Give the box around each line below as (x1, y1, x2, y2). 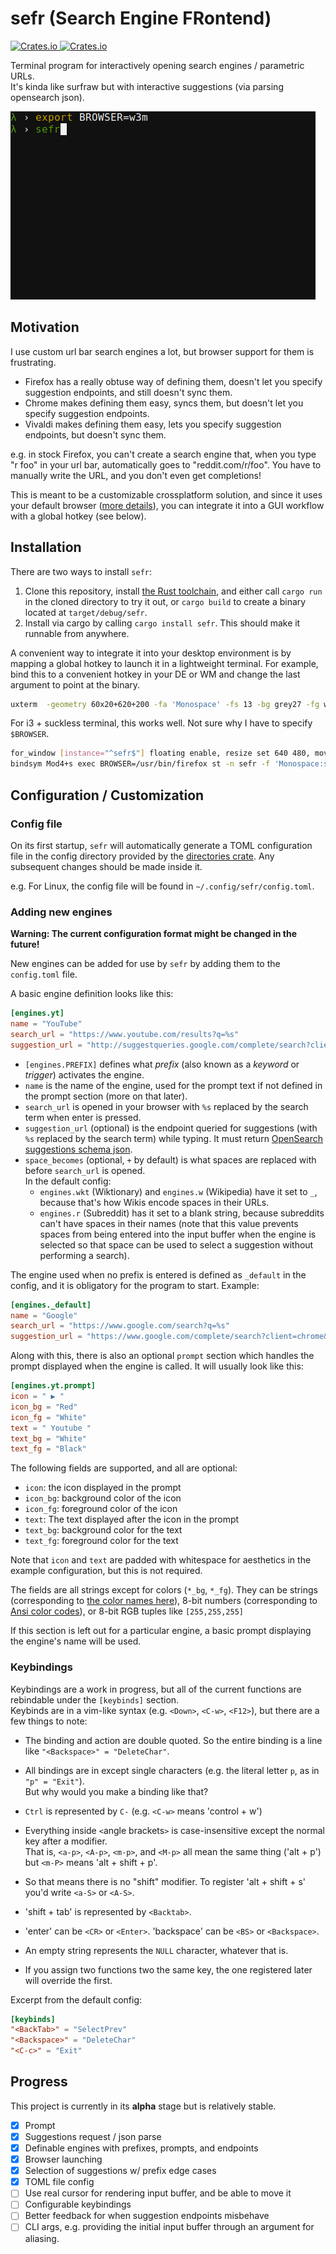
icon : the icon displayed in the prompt (24, 1482, 182, 1494)
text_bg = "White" (10, 1433, 87, 1444)
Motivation (10, 319, 80, 336)
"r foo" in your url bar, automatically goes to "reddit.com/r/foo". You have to (10, 458, 322, 471)
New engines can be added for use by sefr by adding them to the (10, 958, 281, 970)
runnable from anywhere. (24, 627, 130, 639)
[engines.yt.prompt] (10, 1381, 97, 1391)
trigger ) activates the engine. (24, 1068, 145, 1081)
